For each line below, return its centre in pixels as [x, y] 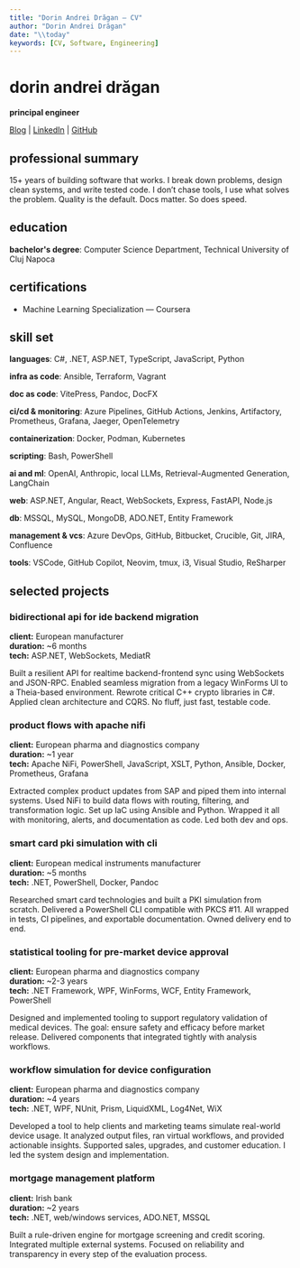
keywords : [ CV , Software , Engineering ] [84, 43]
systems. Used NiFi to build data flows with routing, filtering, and [129, 801]
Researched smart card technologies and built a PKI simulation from [136, 900]
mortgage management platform [82, 1179]
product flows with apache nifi [77, 726]
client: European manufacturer [67, 636]
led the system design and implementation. [89, 1155]
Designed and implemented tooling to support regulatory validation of [139, 1018]
